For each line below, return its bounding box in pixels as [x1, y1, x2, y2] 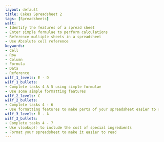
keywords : [5, 43, 25, 48]
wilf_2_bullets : [5, 98, 38, 103]
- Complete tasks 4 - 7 [5, 121, 54, 125]
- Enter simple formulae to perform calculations [5, 30, 108, 35]
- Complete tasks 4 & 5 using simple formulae [5, 84, 102, 89]
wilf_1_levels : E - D [5, 75, 49, 80]
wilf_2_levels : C [5, 93, 41, 98]
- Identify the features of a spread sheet [5, 25, 95, 30]
